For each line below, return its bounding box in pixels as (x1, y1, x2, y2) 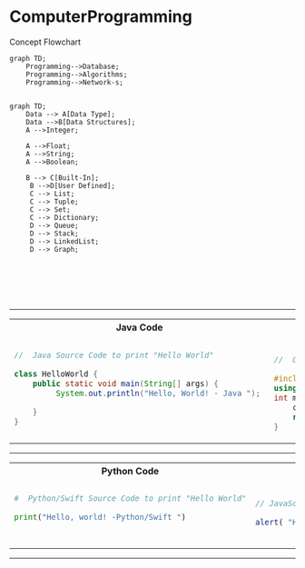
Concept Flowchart (9, 36, 82, 47)
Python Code (101, 464, 160, 477)
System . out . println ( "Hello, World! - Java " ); (55, 388, 261, 398)
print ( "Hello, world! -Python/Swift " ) (14, 512, 186, 523)
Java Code (115, 321, 163, 334)
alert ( (255, 516, 284, 527)
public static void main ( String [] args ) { (32, 378, 220, 388)
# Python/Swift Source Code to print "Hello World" (14, 493, 247, 503)
